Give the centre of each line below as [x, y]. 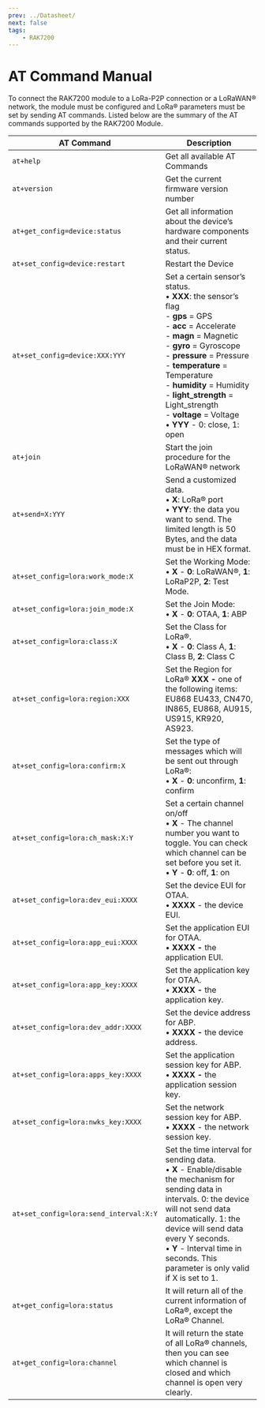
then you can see [197, 1353]
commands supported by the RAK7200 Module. [86, 124]
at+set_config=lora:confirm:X [69, 766]
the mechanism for [200, 1179]
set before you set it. [203, 863]
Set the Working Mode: [208, 562]
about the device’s [199, 222]
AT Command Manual [80, 77]
